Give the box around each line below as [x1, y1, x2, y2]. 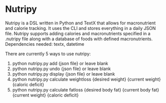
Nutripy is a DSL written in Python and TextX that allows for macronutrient [5, 20, 156, 26]
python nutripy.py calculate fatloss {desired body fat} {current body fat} [12, 87, 160, 93]
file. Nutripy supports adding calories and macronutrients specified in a [5, 30, 151, 36]
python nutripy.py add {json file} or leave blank [12, 60, 109, 66]
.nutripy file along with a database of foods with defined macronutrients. [5, 36, 153, 42]
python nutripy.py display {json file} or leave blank [12, 71, 115, 77]
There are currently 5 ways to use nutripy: [5, 51, 91, 57]
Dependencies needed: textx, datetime [5, 41, 84, 47]
